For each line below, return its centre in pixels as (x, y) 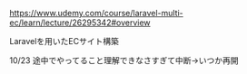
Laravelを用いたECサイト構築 (64, 41)
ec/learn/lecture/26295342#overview (80, 23)
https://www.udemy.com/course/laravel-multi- (96, 13)
